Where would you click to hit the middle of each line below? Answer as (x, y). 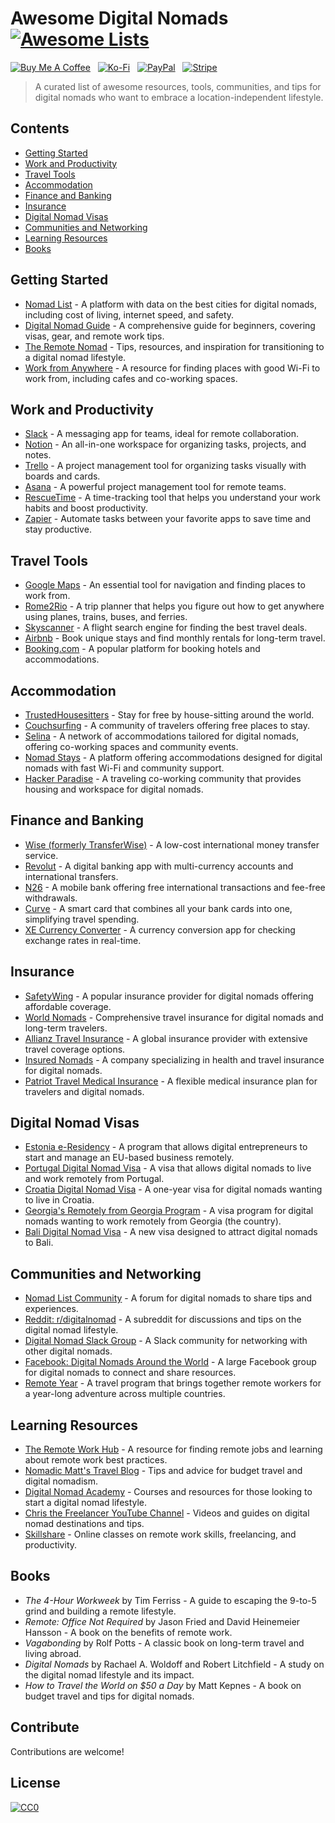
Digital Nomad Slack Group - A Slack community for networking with (166, 1341)
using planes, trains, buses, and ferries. (106, 617)
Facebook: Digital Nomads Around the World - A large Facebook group (170, 1362)
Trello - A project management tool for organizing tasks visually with (165, 466)
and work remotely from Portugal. (94, 1179)
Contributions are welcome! (67, 1751)
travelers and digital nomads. (84, 1091)
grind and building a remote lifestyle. (100, 1611)
